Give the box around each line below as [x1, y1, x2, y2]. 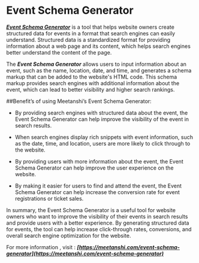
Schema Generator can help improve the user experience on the [14, 164, 174, 171]
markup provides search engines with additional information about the [6, 79, 180, 87]
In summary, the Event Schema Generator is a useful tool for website [6, 206, 176, 213]
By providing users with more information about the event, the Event [14, 158, 184, 165]
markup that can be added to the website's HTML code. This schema [6, 73, 177, 80]
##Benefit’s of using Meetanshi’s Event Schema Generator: [6, 97, 152, 105]
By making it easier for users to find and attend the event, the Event [14, 182, 182, 189]
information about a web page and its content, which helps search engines [6, 43, 191, 50]
